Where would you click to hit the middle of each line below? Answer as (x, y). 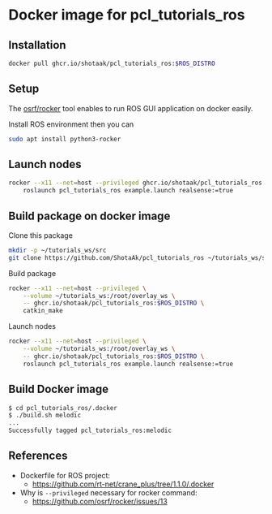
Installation (37, 45)
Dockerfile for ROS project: (65, 475)
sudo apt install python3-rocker (65, 139)
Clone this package (40, 235)
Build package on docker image (89, 216)
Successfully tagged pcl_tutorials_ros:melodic (90, 431)
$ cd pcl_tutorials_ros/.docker (63, 408)
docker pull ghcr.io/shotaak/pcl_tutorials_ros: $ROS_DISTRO (112, 63)
